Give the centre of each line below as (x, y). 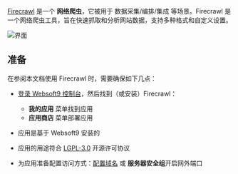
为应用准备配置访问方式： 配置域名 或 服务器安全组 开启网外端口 (110, 163)
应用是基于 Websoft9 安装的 (59, 133)
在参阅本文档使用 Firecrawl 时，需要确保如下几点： (82, 78)
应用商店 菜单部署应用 (61, 118)
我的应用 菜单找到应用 (61, 108)
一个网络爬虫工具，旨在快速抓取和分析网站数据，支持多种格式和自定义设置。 (120, 20)
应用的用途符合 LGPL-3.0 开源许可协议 (74, 148)
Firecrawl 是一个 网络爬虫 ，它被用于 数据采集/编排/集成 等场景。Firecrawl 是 (119, 11)
